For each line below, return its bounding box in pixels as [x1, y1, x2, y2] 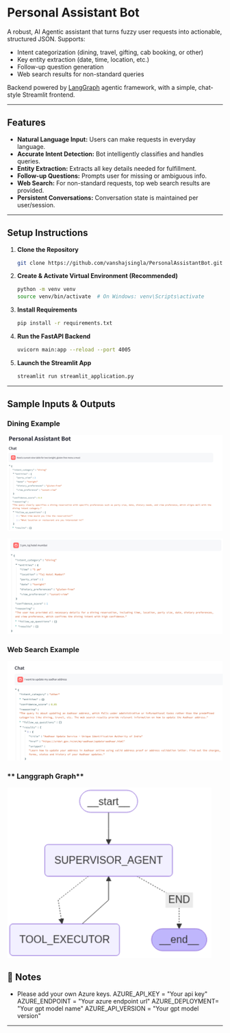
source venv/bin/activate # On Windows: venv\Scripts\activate [16, 293, 205, 300]
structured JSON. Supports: [7, 34, 86, 43]
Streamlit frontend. [22, 91, 75, 99]
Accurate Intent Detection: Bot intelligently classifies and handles [16, 150, 204, 158]
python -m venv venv [16, 286, 76, 293]
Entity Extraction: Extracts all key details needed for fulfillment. [16, 164, 197, 172]
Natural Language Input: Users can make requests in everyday [16, 135, 196, 143]
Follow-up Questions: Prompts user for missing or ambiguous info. [16, 172, 207, 180]
